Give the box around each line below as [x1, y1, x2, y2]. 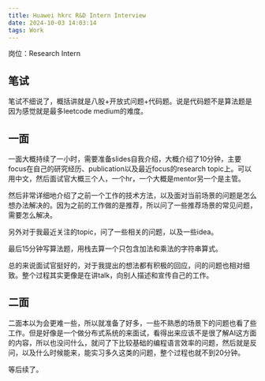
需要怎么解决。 [8, 211, 57, 219]
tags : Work [8, 26, 44, 34]
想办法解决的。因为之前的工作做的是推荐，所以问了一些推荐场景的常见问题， [8, 200, 257, 210]
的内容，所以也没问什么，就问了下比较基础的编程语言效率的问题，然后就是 [8, 338, 250, 347]
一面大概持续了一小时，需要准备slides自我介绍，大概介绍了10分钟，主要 [8, 155, 242, 163]
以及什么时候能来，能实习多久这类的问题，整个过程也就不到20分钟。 [21, 348, 245, 357]
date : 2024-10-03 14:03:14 [8, 19, 97, 27]
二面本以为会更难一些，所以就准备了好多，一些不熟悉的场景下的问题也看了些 [8, 318, 257, 327]
